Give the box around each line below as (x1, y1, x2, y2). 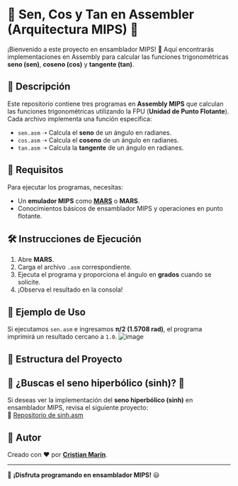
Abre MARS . (17, 255, 55, 264)
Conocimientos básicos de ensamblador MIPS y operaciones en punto (17, 204, 223, 212)
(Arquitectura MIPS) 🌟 (7, 21, 139, 38)
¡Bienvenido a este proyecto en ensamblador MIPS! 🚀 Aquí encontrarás (7, 45, 215, 53)
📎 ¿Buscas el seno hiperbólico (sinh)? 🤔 (7, 377, 186, 389)
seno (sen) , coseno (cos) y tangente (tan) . (7, 60, 135, 68)
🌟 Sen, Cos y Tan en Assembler (7, 6, 195, 23)
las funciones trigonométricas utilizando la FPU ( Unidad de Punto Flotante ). (7, 106, 229, 116)
